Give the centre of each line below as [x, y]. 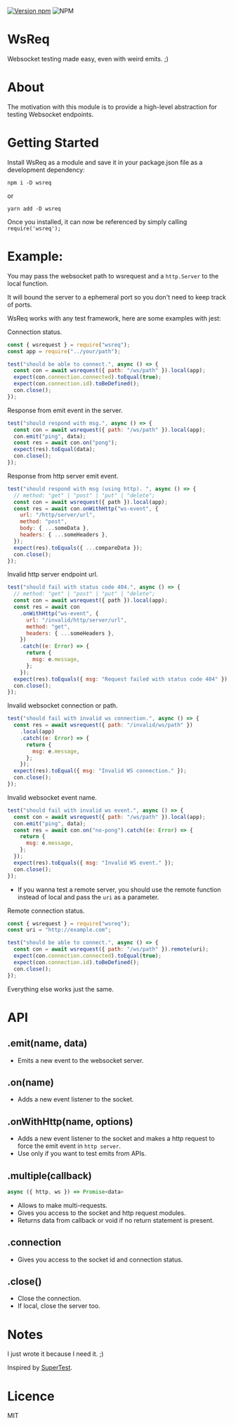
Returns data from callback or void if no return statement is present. [116, 1220]
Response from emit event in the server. [65, 410]
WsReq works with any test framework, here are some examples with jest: [114, 318]
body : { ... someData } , [55, 529]
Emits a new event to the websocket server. [80, 1060]
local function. [28, 283]
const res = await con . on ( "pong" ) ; [66, 443]
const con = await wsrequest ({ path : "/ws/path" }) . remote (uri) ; [111, 949]
